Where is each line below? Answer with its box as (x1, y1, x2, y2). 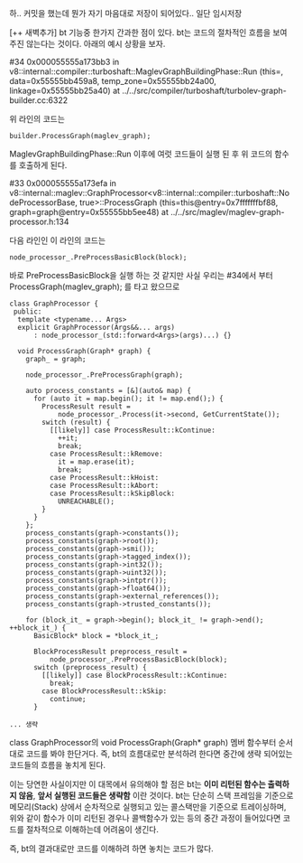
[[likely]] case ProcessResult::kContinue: (49, 426, 216, 435)
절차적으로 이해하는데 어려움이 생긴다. (25, 824, 160, 834)
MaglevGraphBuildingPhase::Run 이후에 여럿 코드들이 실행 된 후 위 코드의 (9, 148, 273, 159)
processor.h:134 (9, 216, 69, 227)
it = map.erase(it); (57, 457, 135, 466)
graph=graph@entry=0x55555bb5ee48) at (9, 207, 169, 217)
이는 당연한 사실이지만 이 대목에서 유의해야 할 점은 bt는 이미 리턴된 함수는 (9, 779, 266, 789)
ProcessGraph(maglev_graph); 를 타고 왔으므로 (9, 281, 180, 292)
